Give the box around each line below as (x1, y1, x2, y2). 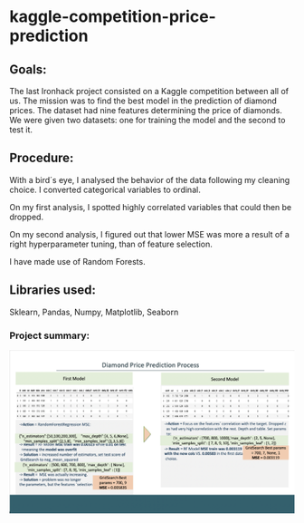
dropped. (9, 211, 43, 222)
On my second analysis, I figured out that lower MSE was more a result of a (9, 228, 290, 239)
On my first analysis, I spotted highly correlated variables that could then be (9, 201, 292, 212)
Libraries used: (9, 283, 97, 298)
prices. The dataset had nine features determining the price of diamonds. (9, 105, 282, 115)
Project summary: (9, 329, 90, 342)
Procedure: (9, 150, 74, 166)
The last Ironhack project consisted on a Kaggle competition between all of (9, 86, 290, 96)
